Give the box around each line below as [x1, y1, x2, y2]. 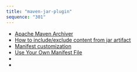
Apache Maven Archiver [14, 30, 73, 37]
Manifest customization [14, 42, 72, 50]
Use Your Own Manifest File [14, 49, 82, 56]
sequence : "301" [6, 14, 46, 20]
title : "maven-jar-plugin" [6, 8, 72, 15]
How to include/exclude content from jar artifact [14, 36, 131, 43]
